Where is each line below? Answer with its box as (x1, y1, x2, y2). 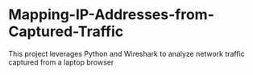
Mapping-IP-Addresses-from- (8, 6, 215, 24)
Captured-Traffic (8, 22, 124, 41)
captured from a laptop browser (8, 57, 114, 67)
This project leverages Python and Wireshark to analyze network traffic (8, 49, 246, 58)
